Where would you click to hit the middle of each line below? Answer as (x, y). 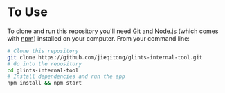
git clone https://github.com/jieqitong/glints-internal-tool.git (105, 57)
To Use (28, 12)
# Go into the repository (44, 64)
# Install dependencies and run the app (66, 76)
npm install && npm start (44, 83)
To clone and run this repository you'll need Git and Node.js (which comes (113, 31)
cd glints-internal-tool (43, 70)
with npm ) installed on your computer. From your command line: (99, 38)
